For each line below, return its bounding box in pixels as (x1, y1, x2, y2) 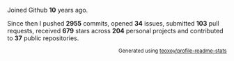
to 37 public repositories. (7, 34, 79, 42)
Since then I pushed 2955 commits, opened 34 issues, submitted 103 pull (7, 19, 219, 27)
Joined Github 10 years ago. (7, 6, 88, 14)
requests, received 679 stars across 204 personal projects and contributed (7, 27, 224, 35)
